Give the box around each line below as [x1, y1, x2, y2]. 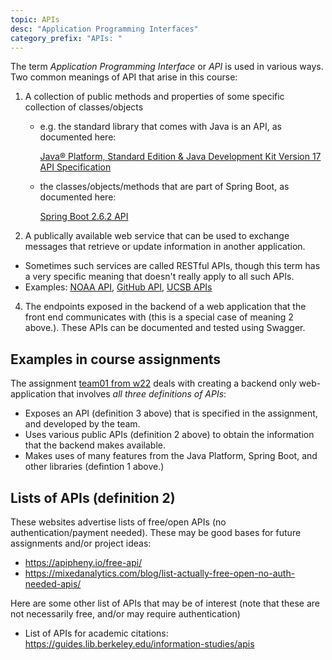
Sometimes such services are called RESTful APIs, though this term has [24, 260, 321, 272]
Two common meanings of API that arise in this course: [10, 71, 238, 83]
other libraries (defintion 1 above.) [24, 461, 165, 473]
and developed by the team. [24, 418, 141, 430]
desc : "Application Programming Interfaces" [10, 24, 199, 34]
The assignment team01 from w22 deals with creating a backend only [10, 377, 297, 390]
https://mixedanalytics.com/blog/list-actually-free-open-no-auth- [24, 567, 296, 579]
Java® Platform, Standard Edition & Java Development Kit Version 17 [39, 151, 322, 163]
